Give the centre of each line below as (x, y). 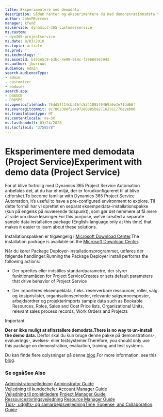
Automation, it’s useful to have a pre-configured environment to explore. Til (80, 201)
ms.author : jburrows (26, 64)
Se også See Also (25, 373)
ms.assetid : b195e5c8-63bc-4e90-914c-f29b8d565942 (57, 59)
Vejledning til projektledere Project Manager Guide (55, 394)
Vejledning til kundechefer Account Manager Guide (56, 389)
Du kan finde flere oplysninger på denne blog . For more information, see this (81, 355)
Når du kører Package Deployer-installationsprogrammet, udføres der (74, 251)
